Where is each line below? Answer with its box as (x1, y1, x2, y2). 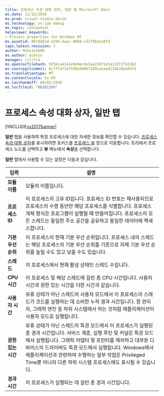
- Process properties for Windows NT (5, 35, 82, 40)
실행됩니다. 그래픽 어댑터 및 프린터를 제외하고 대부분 (36, 337, 149, 344)
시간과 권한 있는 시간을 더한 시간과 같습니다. (25, 282, 121, 289)
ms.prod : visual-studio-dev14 (5, 16, 67, 21)
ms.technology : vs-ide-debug (5, 21, 64, 26)
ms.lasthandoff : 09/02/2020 (5, 80, 62, 85)
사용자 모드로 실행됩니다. (25, 313, 79, 320)
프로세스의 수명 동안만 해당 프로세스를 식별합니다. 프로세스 (25, 203, 152, 210)
